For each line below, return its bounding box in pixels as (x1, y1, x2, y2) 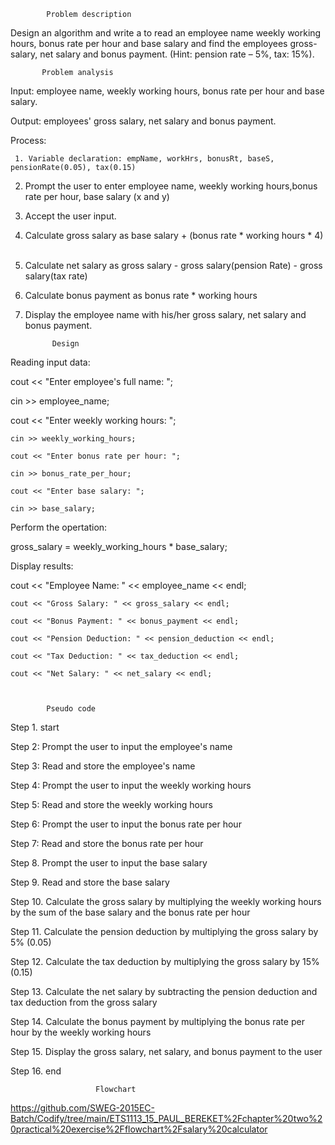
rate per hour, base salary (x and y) (24, 191, 170, 202)
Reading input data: (10, 356, 91, 368)
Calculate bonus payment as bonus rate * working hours (24, 290, 258, 301)
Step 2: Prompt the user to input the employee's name (10, 741, 233, 752)
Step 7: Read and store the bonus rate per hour (10, 838, 204, 849)
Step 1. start (10, 721, 60, 733)
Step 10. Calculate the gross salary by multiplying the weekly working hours (10, 896, 322, 907)
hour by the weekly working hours (10, 1026, 152, 1038)
